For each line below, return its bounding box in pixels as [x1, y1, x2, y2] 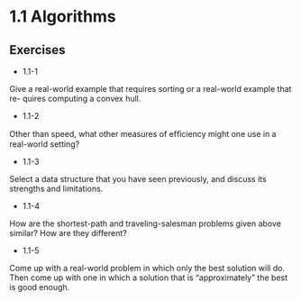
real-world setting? [9, 139, 80, 150]
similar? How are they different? [9, 228, 128, 238]
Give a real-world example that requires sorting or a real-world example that [9, 84, 292, 94]
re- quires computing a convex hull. [9, 93, 141, 104]
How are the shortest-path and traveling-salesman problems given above [9, 218, 282, 229]
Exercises [9, 42, 66, 58]
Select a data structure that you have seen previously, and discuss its [9, 174, 268, 184]
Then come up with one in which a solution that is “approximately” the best [9, 272, 288, 283]
